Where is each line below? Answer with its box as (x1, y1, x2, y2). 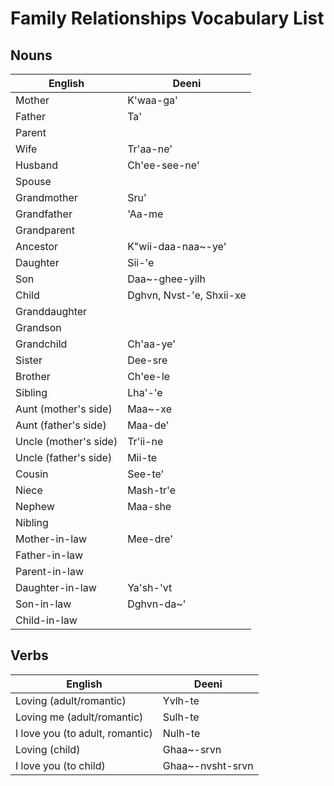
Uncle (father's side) (15, 451, 113, 464)
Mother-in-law (15, 532, 88, 546)
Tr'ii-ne (127, 435, 164, 448)
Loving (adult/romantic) (15, 693, 127, 707)
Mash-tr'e (127, 483, 177, 497)
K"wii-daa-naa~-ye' (127, 240, 227, 253)
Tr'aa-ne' (127, 142, 173, 156)
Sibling (15, 386, 48, 399)
